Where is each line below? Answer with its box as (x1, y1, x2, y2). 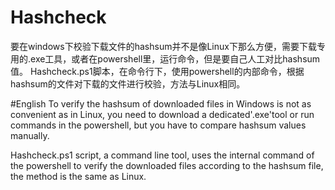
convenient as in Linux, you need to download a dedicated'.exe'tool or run (10, 108, 315, 120)
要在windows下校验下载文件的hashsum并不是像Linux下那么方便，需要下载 (10, 40, 317, 52)
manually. (10, 129, 50, 141)
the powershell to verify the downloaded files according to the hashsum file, (10, 159, 324, 171)
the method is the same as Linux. (10, 170, 147, 182)
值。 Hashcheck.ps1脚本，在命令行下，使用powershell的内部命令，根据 (10, 65, 305, 77)
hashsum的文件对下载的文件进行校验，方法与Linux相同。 (10, 77, 246, 90)
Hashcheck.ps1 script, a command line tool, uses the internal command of (10, 149, 315, 161)
